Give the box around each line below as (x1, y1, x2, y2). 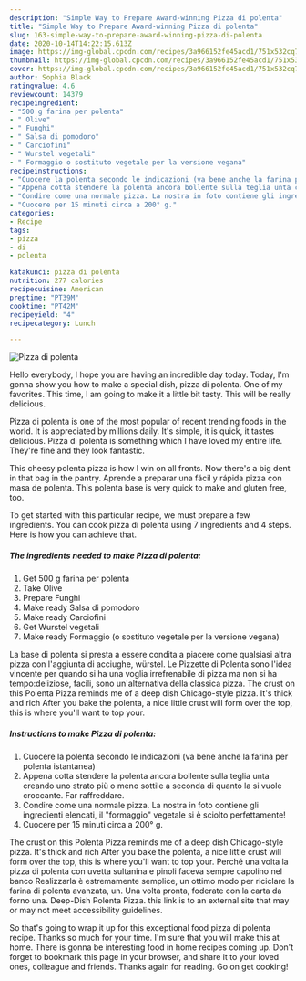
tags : (9, 226, 30, 235)
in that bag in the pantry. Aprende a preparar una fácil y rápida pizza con (9, 472, 282, 484)
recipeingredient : (9, 98, 79, 108)
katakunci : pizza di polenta (9, 268, 120, 277)
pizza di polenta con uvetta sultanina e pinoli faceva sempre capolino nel (9, 866, 282, 877)
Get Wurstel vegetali (22, 622, 100, 633)
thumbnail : (9, 56, 51, 65)
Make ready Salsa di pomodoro (22, 602, 140, 613)
